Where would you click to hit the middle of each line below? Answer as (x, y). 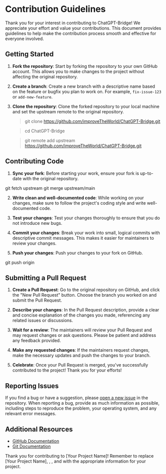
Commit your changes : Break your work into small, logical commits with (86, 233)
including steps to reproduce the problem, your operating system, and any (81, 408)
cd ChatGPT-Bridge (45, 131)
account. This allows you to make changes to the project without (78, 71)
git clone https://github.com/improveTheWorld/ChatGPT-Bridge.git (92, 121)
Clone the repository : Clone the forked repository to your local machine (86, 106)
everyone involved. (25, 39)
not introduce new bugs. (37, 223)
